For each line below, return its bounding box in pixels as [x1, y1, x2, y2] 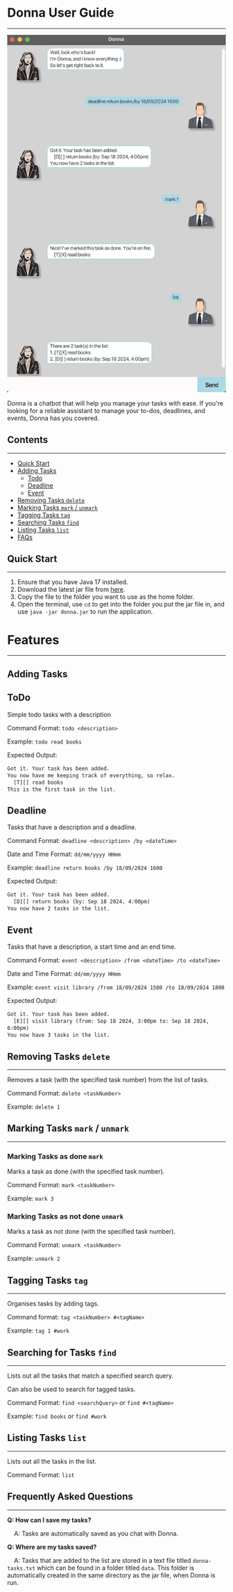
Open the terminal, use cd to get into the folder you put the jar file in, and [17, 600, 225, 609]
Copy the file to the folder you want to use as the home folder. [17, 593, 195, 601]
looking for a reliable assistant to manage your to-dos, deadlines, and [7, 406, 206, 415]
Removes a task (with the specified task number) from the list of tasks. [7, 1075, 209, 1084]
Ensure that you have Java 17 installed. [17, 578, 128, 586]
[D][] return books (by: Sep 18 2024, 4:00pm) [13, 899, 150, 906]
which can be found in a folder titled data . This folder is [37, 1563, 195, 1572]
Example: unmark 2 [7, 1254, 60, 1263]
